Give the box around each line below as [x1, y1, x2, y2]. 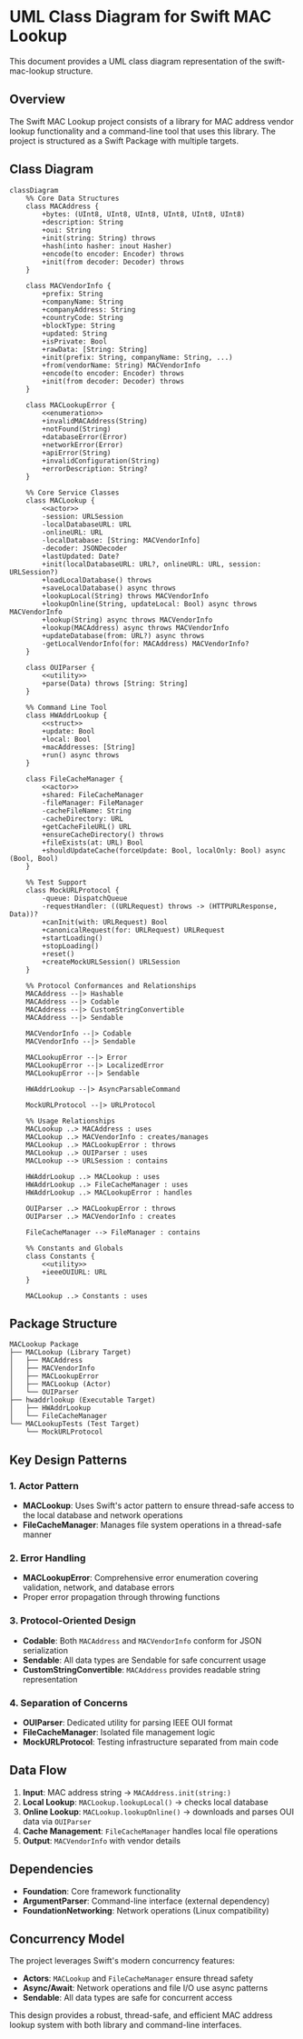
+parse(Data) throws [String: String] [42, 679, 189, 688]
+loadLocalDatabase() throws [42, 575, 152, 585]
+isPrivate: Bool [42, 336, 107, 346]
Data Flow [9, 1763, 67, 1778]
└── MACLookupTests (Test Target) [9, 1420, 141, 1429]
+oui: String [42, 225, 92, 235]
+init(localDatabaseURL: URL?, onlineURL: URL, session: [42, 559, 261, 569]
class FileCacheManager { [25, 775, 124, 784]
